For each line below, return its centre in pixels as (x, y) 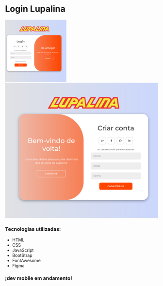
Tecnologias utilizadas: (33, 229)
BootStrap (22, 255)
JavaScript (23, 250)
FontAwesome (26, 260)
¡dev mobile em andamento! (39, 278)
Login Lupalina (35, 9)
